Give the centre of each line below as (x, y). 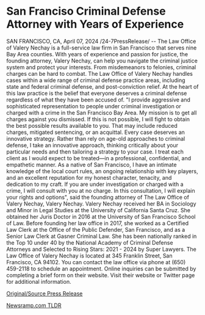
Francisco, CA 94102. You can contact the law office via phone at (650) (96, 262)
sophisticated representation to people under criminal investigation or (94, 106)
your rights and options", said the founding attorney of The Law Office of (98, 197)
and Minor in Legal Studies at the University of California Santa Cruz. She (99, 210)
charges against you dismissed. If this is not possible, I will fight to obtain (98, 119)
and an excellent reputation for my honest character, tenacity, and (89, 177)
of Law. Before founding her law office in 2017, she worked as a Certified (98, 223)
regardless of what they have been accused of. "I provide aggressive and (99, 100)
